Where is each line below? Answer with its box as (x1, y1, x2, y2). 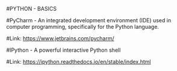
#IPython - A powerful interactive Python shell (6, 46, 121, 54)
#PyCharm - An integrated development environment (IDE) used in (6, 17, 172, 23)
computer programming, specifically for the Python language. (6, 23, 160, 30)
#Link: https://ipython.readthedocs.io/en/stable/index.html (6, 58, 151, 65)
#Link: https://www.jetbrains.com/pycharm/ (6, 35, 114, 42)
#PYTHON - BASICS (6, 5, 57, 12)
